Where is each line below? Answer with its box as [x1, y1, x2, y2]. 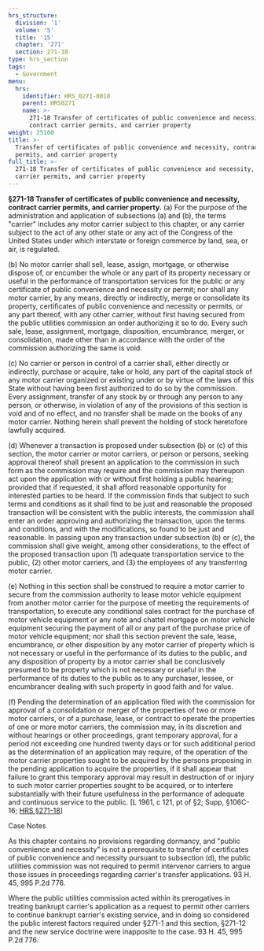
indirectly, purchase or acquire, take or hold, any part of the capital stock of [8, 367, 253, 376]
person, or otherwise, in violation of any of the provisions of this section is [8, 400, 248, 409]
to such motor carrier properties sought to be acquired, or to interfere [8, 780, 233, 790]
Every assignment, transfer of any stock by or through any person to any [8, 391, 244, 401]
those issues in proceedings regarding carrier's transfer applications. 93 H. [8, 869, 251, 879]
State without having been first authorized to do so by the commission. [8, 383, 237, 393]
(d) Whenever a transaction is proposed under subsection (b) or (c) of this [8, 440, 248, 450]
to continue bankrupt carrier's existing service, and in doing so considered [8, 910, 250, 920]
